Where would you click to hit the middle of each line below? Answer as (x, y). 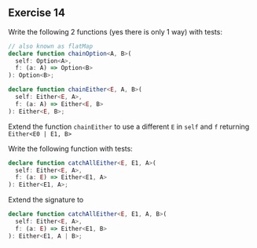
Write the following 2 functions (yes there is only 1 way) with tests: (115, 31)
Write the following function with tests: (71, 148)
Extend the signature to (46, 200)
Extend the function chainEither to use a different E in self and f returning (129, 126)
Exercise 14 (37, 13)
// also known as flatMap (50, 46)
